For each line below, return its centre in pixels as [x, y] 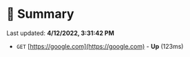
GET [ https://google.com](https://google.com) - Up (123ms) [100, 46]
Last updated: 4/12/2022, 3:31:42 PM [60, 33]
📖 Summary [40, 14]
